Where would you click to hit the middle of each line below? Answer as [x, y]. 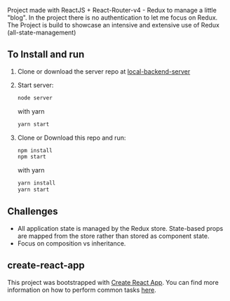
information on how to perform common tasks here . [82, 290]
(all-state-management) [42, 32]
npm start [32, 157]
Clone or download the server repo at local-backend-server [104, 71]
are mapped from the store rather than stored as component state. [113, 236]
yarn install [36, 183]
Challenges [33, 212]
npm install [35, 150]
